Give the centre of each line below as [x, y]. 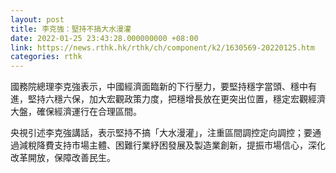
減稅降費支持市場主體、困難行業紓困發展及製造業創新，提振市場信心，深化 [172, 145]
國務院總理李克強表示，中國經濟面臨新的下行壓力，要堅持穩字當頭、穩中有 [163, 87]
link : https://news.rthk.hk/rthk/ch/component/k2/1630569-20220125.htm [162, 47]
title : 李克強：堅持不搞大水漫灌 [71, 29]
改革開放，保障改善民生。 [63, 158]
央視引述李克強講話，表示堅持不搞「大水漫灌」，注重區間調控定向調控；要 [161, 133]
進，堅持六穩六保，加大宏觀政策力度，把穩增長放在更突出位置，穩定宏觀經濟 [168, 99]
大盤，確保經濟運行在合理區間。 [76, 112]
